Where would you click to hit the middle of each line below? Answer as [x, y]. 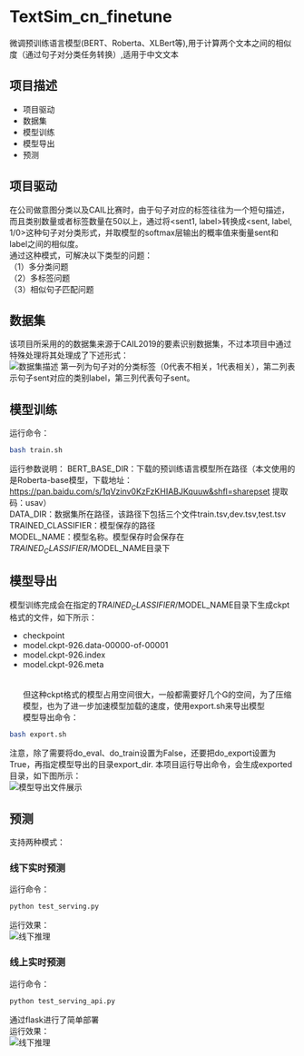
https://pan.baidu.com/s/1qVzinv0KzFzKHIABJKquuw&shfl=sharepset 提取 [149, 491]
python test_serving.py [54, 907]
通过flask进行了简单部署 [54, 1020]
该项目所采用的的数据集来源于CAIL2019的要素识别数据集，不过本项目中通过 [151, 344]
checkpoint [44, 636]
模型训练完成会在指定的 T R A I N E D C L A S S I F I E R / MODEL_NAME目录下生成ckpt [150, 606]
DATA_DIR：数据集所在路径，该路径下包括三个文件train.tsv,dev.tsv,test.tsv [148, 514]
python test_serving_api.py [63, 1001]
